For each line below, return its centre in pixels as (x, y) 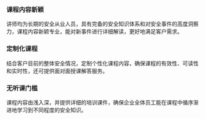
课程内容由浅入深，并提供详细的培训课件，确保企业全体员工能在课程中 (95, 102)
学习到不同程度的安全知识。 (52, 110)
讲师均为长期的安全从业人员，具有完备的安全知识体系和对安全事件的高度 (97, 24)
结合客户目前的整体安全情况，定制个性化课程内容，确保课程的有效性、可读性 (103, 63)
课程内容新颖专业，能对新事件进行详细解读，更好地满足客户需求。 (100, 32)
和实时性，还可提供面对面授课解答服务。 (57, 70)
